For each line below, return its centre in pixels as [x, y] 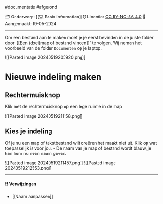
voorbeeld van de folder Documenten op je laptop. [53, 48]
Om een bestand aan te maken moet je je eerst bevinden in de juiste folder [79, 38]
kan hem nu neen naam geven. [36, 153]
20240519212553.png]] [28, 168]
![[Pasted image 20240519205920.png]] [45, 57]
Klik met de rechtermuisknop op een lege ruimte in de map [64, 107]
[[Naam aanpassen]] [33, 197]
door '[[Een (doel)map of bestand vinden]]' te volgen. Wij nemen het [73, 43]
